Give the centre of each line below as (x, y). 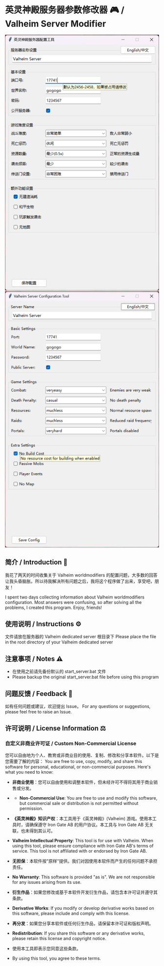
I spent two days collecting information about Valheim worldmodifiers (75, 597)
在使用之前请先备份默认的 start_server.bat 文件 (59, 671)
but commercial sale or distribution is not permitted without (79, 803)
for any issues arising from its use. (47, 882)
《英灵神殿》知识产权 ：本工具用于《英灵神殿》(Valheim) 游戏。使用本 (82, 818)
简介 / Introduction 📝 (36, 563)
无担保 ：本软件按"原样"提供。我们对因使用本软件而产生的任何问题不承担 (85, 861)
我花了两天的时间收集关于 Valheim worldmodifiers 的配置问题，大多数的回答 (81, 575)
